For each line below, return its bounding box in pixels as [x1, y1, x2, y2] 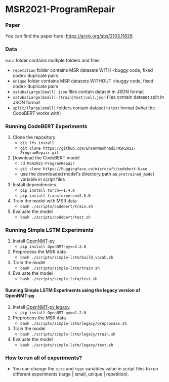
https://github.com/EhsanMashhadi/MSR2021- [43, 146, 136, 151]
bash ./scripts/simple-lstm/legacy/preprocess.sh [20, 321, 128, 326]
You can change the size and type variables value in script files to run [12, 365, 158, 371]
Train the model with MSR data [12, 198, 77, 204]
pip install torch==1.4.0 [20, 188, 75, 193]
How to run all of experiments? [5, 354, 82, 361]
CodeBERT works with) [12, 110, 61, 116]
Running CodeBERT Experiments [5, 122, 88, 130]
